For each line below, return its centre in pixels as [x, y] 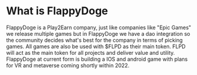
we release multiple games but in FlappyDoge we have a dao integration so [98, 33]
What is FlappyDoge [57, 11]
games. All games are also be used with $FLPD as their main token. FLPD [96, 46]
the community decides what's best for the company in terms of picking [95, 40]
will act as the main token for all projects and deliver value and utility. [91, 52]
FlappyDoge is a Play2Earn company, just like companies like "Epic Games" [99, 27]
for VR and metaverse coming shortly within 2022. [68, 65]
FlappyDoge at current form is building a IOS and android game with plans [97, 59]
